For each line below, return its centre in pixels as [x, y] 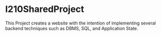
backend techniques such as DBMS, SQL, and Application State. [72, 28]
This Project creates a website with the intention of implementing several [80, 23]
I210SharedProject [45, 9]
